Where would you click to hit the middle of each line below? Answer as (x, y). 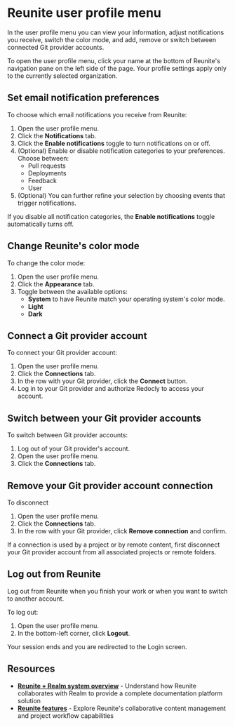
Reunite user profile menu (84, 13)
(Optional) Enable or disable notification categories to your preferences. (121, 151)
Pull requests (47, 166)
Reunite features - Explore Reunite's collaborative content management (122, 708)
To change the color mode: (46, 263)
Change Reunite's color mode (73, 246)
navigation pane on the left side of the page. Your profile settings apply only (117, 68)
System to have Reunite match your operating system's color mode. (127, 299)
